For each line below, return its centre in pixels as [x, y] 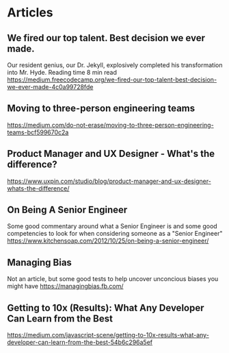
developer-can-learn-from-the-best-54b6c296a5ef [80, 342]
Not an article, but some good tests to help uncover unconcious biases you [113, 279]
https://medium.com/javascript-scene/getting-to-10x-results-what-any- [108, 335]
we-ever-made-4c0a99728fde [50, 87]
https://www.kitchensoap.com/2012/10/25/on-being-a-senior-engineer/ [108, 241]
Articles [30, 13]
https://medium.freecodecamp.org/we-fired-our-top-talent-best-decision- [112, 80]
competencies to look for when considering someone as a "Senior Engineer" [115, 234]
